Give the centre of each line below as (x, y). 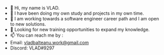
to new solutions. (28, 24)
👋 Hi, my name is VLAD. (35, 8)
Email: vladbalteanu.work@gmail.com (49, 43)
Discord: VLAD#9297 (32, 48)
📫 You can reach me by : (37, 35)
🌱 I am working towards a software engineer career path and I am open (84, 19)
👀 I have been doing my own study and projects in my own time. (77, 13)
